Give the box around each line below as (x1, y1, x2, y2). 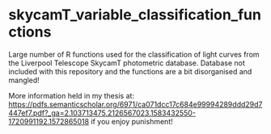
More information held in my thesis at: (8, 90, 135, 100)
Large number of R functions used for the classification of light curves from (8, 49, 260, 59)
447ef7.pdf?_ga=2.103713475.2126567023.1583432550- (8, 107, 197, 118)
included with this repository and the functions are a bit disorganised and (8, 66, 252, 76)
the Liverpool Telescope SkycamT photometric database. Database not (8, 58, 245, 68)
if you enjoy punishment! (91, 116, 173, 126)
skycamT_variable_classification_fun (8, 6, 261, 24)
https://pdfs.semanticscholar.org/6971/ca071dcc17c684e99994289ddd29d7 (8, 99, 263, 109)
